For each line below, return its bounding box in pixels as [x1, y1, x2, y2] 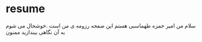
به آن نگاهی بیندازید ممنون [5, 28, 65, 35]
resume [5, 2, 45, 16]
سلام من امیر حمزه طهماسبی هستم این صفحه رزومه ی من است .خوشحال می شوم [5, 22, 196, 29]
